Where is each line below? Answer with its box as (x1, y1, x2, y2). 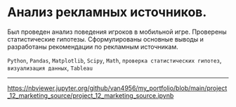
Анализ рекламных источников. (7, 4, 207, 20)
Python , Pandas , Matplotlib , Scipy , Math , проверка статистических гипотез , (7, 56, 222, 64)
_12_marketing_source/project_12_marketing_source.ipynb (7, 91, 174, 99)
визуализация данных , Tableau (7, 63, 93, 72)
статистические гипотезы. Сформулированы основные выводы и (7, 34, 204, 43)
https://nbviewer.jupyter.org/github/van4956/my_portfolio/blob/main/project (7, 84, 228, 92)
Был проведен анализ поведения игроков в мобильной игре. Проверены (7, 27, 227, 36)
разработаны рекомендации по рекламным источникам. (7, 42, 179, 51)
